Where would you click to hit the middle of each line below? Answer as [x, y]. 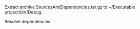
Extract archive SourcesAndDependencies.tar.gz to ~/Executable [70, 7]
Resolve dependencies [28, 22]
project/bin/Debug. [24, 12]
